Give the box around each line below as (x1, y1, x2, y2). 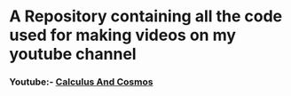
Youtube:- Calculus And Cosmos (9, 76, 153, 88)
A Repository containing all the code (9, 6, 283, 27)
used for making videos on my (9, 25, 237, 45)
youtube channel (9, 44, 137, 64)
